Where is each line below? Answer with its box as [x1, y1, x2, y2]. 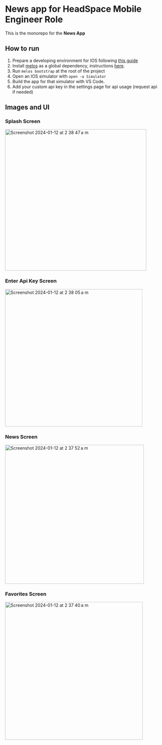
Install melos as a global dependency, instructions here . [12, 62, 125, 68]
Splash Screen [5, 118, 41, 125]
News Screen [5, 433, 38, 440]
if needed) [12, 89, 33, 94]
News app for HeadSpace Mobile [5, 3, 142, 15]
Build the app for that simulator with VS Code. [12, 78, 105, 84]
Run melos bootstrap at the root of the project [12, 68, 105, 74]
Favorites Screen [5, 590, 47, 597]
